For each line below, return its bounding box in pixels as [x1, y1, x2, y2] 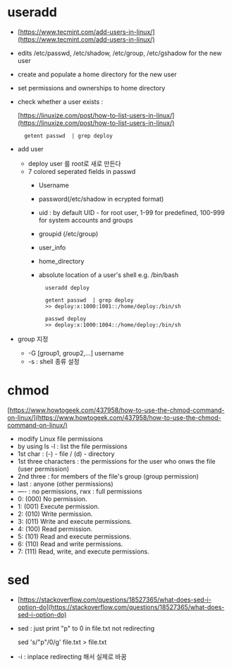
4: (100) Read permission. [17, 525, 93, 533]
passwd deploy [44, 315, 87, 322]
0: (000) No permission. [17, 494, 87, 503]
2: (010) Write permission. [17, 510, 93, 518]
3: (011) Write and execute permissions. [17, 517, 133, 525]
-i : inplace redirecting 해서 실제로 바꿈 [17, 652, 127, 661]
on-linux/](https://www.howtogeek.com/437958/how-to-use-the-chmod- [7, 413, 221, 421]
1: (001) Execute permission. [17, 502, 100, 510]
